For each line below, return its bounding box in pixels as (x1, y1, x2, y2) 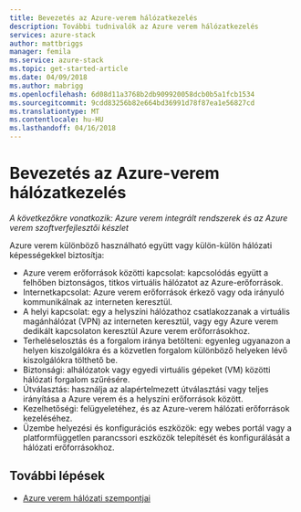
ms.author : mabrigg (9, 81, 84, 90)
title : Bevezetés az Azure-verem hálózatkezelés (9, 13, 198, 23)
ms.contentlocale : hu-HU (9, 115, 104, 124)
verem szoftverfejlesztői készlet (9, 222, 130, 233)
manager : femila (9, 47, 71, 57)
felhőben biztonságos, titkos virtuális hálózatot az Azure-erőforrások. (22, 277, 284, 287)
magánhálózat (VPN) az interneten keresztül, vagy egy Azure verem (22, 316, 279, 327)
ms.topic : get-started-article (9, 65, 129, 74)
